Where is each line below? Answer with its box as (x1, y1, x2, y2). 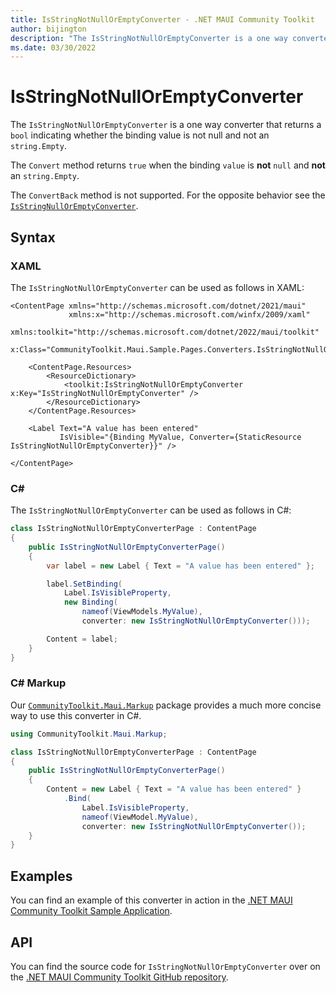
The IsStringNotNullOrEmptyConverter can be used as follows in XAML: (10, 281, 305, 293)
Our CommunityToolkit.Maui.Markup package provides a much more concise (10, 699, 322, 711)
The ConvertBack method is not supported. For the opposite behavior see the (10, 189, 326, 201)
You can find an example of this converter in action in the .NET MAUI (10, 894, 293, 906)
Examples (10, 867, 73, 885)
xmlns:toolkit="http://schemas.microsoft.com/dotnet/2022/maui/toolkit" (10, 327, 320, 337)
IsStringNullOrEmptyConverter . (10, 200, 139, 212)
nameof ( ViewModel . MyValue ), (81, 812, 199, 822)
